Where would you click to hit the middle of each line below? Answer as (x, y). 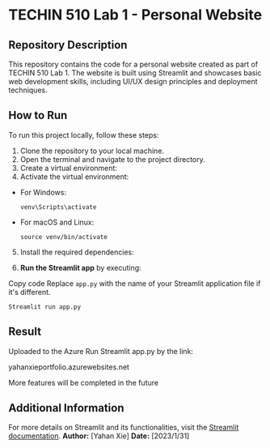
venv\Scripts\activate (58, 207)
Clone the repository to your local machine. (92, 151)
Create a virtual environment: (68, 168)
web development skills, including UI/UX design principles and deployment (133, 81)
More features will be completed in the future (84, 382)
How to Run (38, 115)
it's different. (30, 292)
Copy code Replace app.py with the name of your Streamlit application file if (135, 283)
